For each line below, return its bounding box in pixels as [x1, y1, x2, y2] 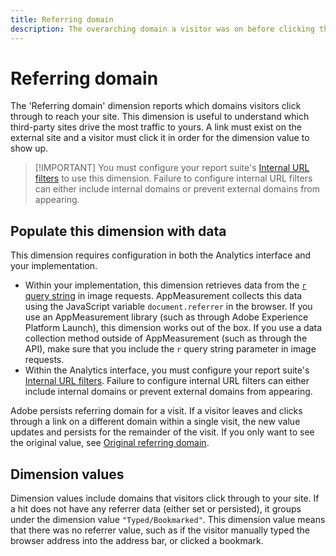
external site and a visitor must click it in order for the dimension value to [10, 132, 310, 144]
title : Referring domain [10, 14, 114, 25]
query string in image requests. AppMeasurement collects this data [24, 290, 303, 302]
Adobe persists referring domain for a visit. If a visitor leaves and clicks [10, 405, 303, 417]
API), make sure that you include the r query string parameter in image [24, 343, 317, 355]
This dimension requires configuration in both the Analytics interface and [10, 249, 312, 261]
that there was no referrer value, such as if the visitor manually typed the [10, 524, 310, 536]
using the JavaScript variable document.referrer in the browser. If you [24, 301, 313, 313]
